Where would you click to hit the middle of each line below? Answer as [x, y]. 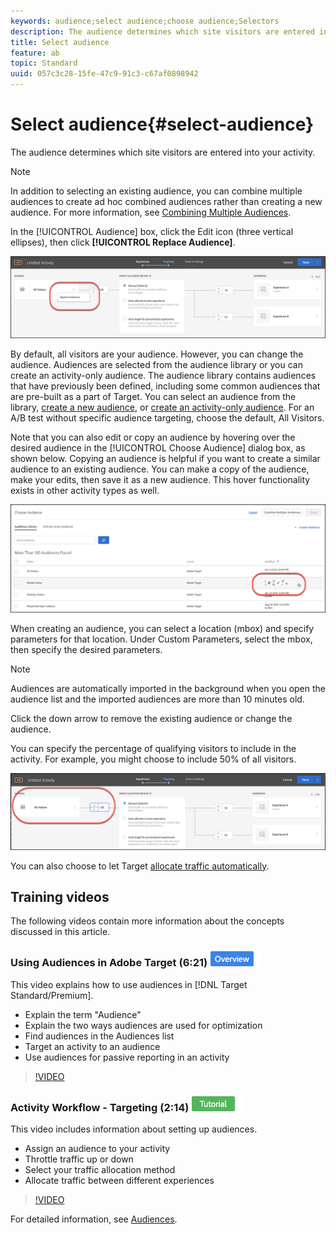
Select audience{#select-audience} [162, 124]
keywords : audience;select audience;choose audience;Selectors [145, 21]
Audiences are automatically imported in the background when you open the [168, 688]
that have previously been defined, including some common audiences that [165, 386]
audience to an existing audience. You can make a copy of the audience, [160, 469]
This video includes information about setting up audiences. [134, 1129]
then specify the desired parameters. [86, 649]
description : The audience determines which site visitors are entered [162, 31]
